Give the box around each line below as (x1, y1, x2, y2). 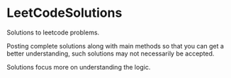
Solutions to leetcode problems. (6, 28, 100, 37)
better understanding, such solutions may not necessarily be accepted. (6, 49, 215, 58)
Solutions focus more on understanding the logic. (6, 63, 151, 71)
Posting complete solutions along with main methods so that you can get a (6, 41, 225, 50)
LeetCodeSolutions (6, 5, 123, 21)
